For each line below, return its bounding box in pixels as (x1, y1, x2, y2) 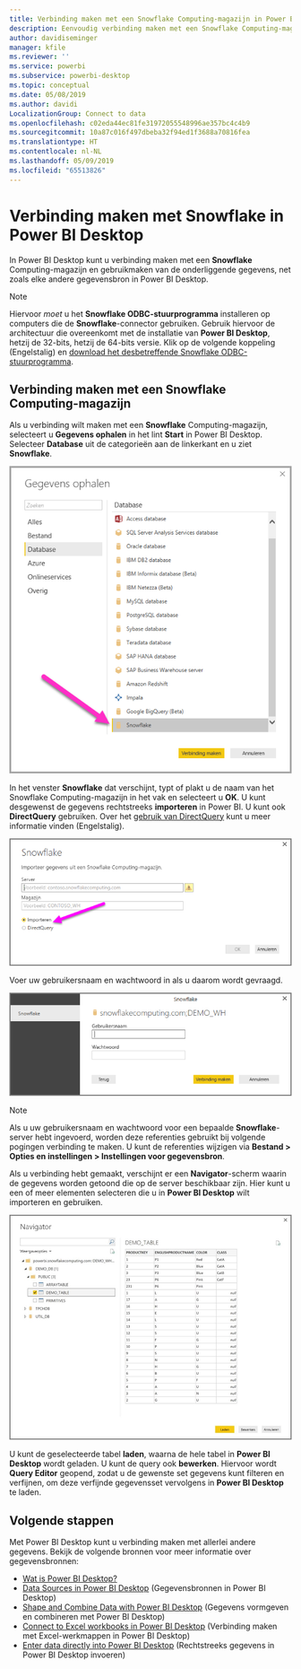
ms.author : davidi (9, 100, 78, 109)
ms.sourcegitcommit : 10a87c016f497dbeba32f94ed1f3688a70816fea (9, 128, 251, 137)
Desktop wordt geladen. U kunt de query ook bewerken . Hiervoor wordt (9, 1458, 277, 1469)
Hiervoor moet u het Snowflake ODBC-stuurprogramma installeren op (9, 308, 271, 319)
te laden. (9, 1487, 42, 1498)
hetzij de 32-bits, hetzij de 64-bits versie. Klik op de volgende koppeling (9, 336, 276, 347)
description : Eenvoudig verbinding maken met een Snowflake (9, 23, 239, 33)
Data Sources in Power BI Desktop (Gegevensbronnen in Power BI (21, 1583, 266, 1594)
